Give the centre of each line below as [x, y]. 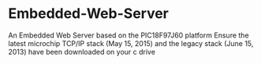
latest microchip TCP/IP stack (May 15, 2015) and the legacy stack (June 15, [131, 43]
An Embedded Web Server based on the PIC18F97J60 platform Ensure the [129, 35]
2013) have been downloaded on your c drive [82, 52]
